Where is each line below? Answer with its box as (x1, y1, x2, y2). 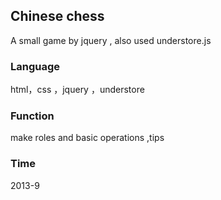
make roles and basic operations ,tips (10, 132, 165, 144)
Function (10, 109, 55, 123)
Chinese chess (10, 8, 105, 25)
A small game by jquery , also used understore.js (10, 34, 212, 46)
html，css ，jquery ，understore (10, 84, 145, 96)
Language (10, 59, 61, 73)
